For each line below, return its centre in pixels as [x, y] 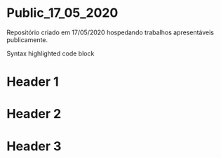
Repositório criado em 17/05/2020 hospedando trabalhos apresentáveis [110, 32]
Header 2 [34, 114]
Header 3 [34, 146]
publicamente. [27, 39]
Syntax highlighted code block [51, 53]
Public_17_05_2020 [62, 13]
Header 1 [33, 82]
